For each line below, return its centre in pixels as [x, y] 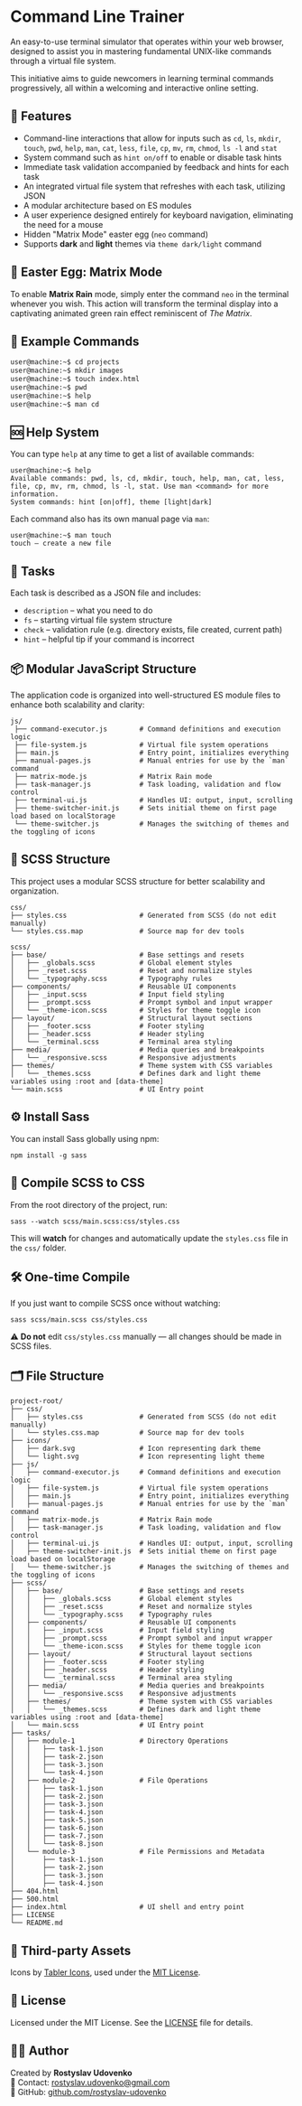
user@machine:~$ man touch [61, 536]
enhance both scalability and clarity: [78, 705]
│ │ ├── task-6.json [57, 1828]
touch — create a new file [61, 544]
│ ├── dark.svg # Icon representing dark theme [135, 1449]
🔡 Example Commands [75, 341]
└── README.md [37, 1923]
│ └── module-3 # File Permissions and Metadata [137, 1852]
